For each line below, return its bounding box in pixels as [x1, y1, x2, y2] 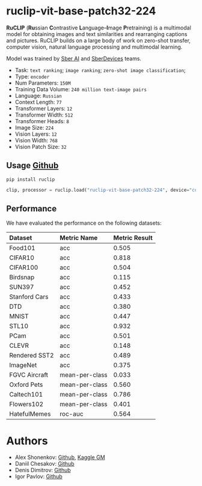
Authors [6, 434, 48, 448]
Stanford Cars [9, 293, 49, 301]
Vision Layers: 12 [14, 130, 57, 138]
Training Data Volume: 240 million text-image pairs [14, 85, 147, 93]
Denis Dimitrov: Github [14, 467, 71, 474]
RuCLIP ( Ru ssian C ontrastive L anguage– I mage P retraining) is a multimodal [6, 24, 191, 31]
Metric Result [113, 234, 153, 242]
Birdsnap [9, 273, 35, 282]
